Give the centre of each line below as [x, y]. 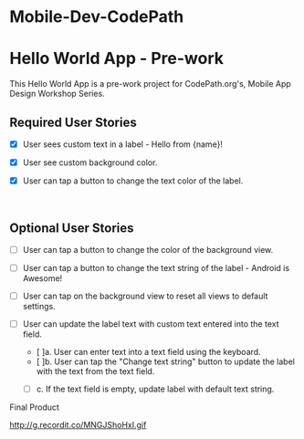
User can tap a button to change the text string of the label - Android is [156, 268]
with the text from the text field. [95, 371]
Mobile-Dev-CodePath [97, 17]
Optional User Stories [72, 228]
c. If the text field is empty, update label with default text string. [155, 389]
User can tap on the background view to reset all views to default [145, 296]
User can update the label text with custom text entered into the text [151, 324]
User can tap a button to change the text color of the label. [133, 181]
